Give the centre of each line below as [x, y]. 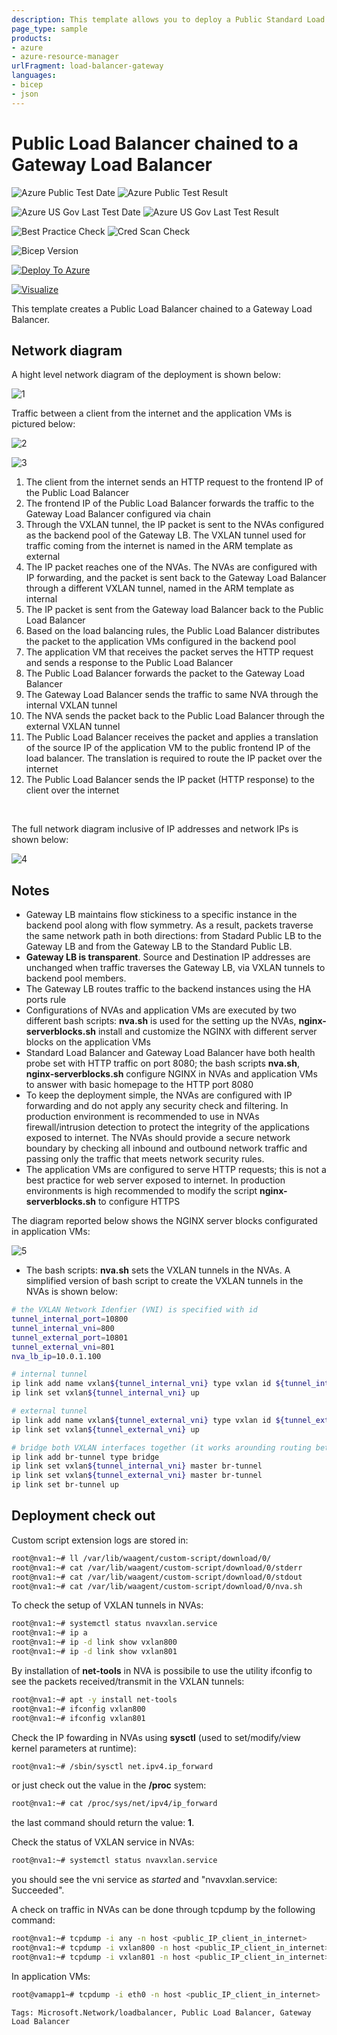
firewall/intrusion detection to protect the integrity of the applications [167, 1127]
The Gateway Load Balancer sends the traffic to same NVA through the [172, 695]
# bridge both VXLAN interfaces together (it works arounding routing [161, 1447]
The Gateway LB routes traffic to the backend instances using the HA [168, 989]
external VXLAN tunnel [73, 727]
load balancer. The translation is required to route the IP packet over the [174, 758]
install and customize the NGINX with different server [207, 1032]
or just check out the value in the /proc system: [109, 1785]
